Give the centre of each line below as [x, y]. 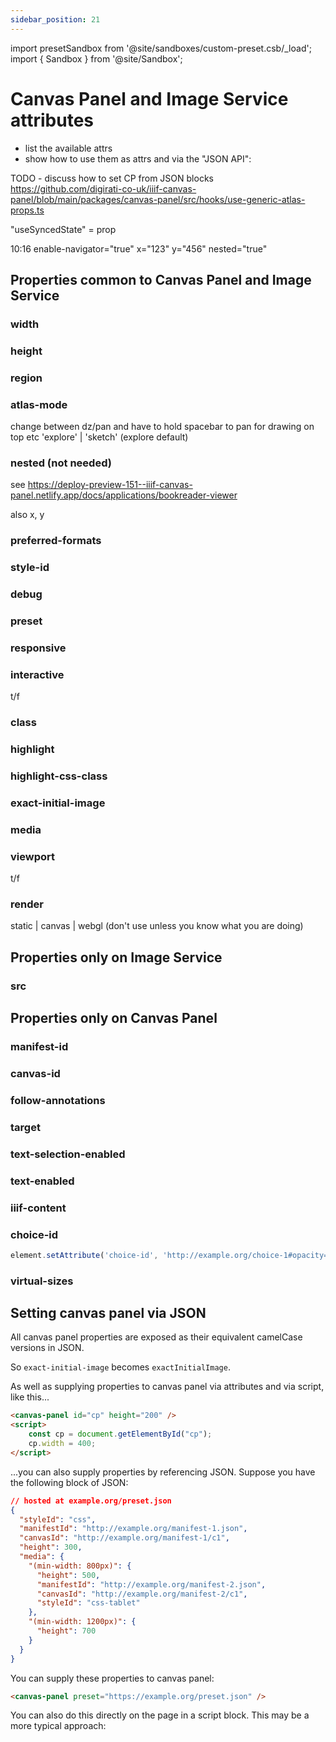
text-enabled [42, 1181]
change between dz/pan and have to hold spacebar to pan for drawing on [162, 427]
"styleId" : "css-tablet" [88, 1603]
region [26, 378]
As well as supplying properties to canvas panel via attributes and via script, [167, 1387]
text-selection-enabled [68, 1154]
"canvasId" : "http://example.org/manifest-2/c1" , [142, 1594]
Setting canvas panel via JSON [108, 1313]
